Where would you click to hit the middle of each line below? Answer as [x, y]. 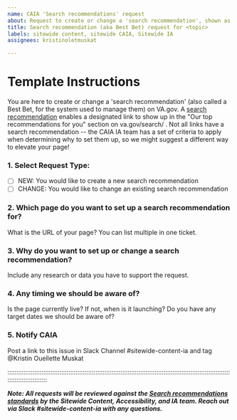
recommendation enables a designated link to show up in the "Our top [110, 117]
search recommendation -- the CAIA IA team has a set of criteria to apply [115, 132]
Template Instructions [74, 82]
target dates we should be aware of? [61, 317]
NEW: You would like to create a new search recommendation [108, 181]
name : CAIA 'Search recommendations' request [76, 14]
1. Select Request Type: [49, 165]
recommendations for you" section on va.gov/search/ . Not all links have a [116, 125]
